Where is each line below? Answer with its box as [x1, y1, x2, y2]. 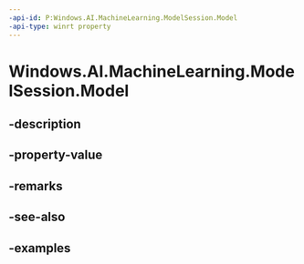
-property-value [8, 147, 103, 163]
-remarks [8, 178, 63, 194]
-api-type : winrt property [8, 22, 111, 31]
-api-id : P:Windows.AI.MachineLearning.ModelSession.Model [8, 13, 238, 23]
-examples [8, 240, 71, 256]
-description [8, 117, 81, 132]
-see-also [8, 209, 66, 225]
